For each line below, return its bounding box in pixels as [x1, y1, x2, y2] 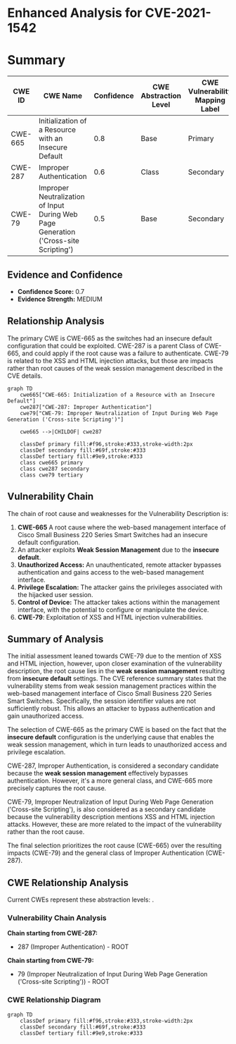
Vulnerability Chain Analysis [7, 913, 107, 923]
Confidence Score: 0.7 [17, 287, 85, 295]
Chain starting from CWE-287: [7, 929, 98, 938]
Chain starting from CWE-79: [7, 957, 94, 965]
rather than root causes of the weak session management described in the [7, 364, 223, 372]
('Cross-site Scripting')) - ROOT [17, 978, 110, 986]
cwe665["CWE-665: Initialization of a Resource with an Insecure [20, 391, 216, 398]
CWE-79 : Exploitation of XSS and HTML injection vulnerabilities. [17, 613, 204, 621]
